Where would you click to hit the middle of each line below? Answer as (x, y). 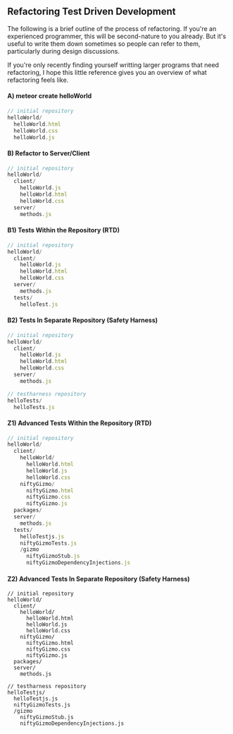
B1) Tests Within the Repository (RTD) (63, 230)
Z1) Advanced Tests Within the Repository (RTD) (80, 422)
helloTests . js (34, 407)
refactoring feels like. (38, 80)
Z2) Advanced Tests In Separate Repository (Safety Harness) (99, 579)
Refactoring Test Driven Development (92, 12)
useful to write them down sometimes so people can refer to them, (104, 43)
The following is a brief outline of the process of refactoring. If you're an (112, 28)
